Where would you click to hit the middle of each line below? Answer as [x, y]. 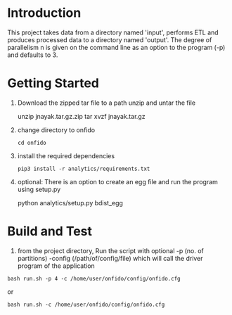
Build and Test [50, 232]
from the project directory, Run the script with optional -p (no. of [110, 250]
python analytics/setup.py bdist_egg [70, 202]
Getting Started [53, 83]
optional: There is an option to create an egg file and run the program [117, 181]
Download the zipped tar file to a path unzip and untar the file [106, 103]
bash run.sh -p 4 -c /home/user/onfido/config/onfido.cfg [94, 278]
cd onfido [32, 143]
